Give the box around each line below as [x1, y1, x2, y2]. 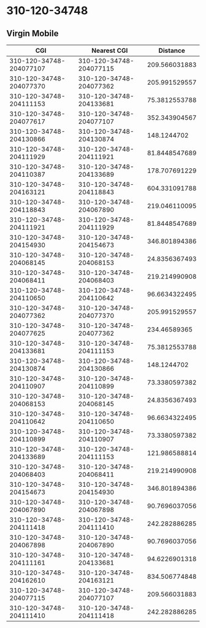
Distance [158, 47, 186, 55]
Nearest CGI [91, 47, 128, 55]
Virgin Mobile [6, 28, 59, 39]
